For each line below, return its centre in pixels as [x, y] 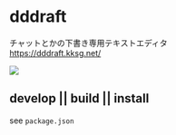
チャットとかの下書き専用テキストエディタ [88, 43]
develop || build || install [79, 98]
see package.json [42, 121]
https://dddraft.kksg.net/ [55, 53]
